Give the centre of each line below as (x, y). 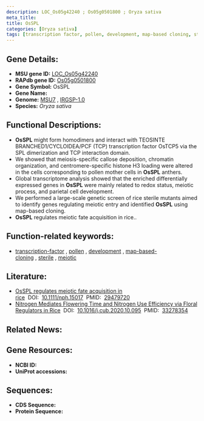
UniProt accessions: (41, 371)
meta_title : (21, 18)
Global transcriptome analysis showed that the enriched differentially (101, 178)
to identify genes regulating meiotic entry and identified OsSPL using (101, 204)
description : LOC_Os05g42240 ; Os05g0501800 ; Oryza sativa (84, 12)
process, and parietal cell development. (64, 191)
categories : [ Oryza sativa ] (42, 29)
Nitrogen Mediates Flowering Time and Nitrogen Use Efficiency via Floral (106, 304)
